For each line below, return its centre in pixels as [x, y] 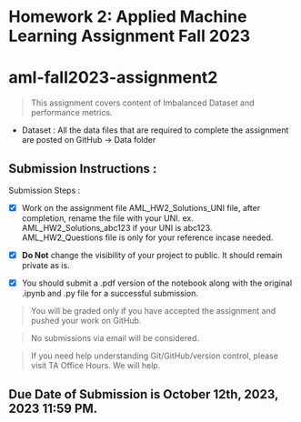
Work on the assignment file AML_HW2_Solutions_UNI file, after [141, 207]
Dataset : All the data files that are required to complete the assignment [155, 130]
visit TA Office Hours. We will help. [95, 366]
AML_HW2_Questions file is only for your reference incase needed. [147, 237]
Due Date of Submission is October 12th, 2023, [144, 394]
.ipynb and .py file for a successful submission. [110, 294]
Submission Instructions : [83, 169]
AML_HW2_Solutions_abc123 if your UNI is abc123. [117, 228]
